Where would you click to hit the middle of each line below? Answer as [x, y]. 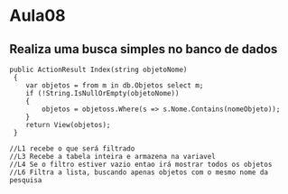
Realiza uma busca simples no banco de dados [144, 49]
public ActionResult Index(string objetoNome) [98, 69]
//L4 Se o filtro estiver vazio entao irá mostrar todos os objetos [141, 164]
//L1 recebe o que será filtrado [72, 149]
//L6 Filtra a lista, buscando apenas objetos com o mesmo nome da [139, 172]
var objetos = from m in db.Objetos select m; [115, 86]
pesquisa [26, 180]
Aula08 [37, 16]
